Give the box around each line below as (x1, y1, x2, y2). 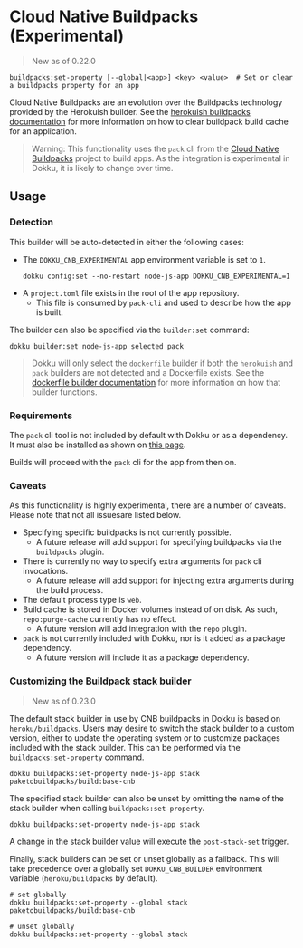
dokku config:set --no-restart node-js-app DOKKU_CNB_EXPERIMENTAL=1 (22, 272, 291, 281)
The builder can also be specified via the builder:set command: (9, 324, 250, 335)
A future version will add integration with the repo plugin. (35, 623, 247, 635)
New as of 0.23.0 (31, 695, 97, 706)
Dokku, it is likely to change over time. (31, 162, 174, 173)
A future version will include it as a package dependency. (35, 652, 251, 663)
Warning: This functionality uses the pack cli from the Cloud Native (31, 143, 279, 154)
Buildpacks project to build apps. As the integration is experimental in (31, 152, 290, 164)
